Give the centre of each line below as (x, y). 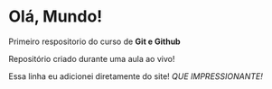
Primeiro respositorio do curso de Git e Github (95, 41)
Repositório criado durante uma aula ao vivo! (92, 58)
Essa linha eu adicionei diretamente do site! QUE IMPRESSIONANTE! (136, 76)
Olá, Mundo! (56, 17)
